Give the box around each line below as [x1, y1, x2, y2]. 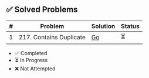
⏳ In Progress [14, 56, 48, 63]
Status [121, 22, 140, 30]
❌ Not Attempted [14, 65, 56, 72]
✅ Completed [14, 49, 48, 56]
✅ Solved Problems [6, 5, 78, 15]
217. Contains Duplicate [18, 33, 86, 42]
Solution [91, 22, 116, 30]
